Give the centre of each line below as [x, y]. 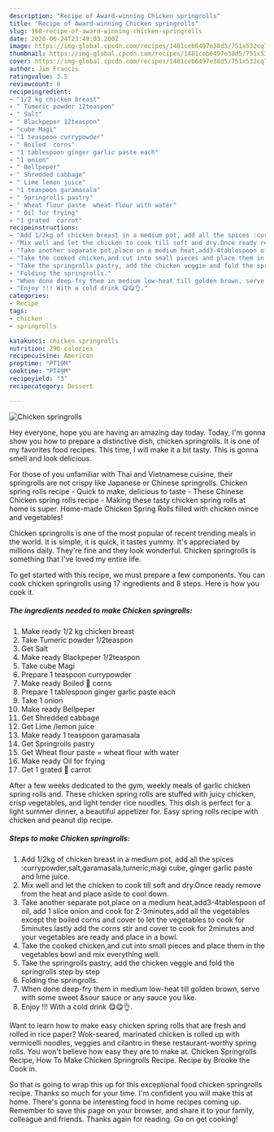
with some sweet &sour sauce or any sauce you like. [109, 997]
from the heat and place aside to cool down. [95, 894]
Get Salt [34, 649]
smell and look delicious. [50, 458]
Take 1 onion [42, 700]
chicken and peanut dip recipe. [61, 819]
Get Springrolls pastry [58, 743]
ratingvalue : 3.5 [39, 76]
